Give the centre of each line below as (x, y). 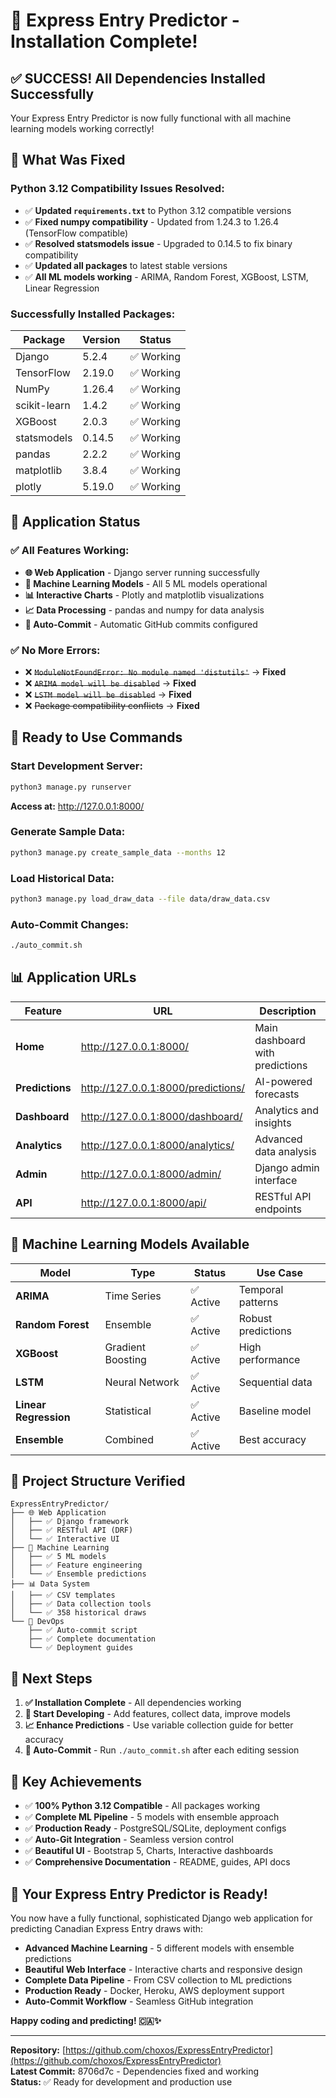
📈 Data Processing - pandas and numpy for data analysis (144, 610)
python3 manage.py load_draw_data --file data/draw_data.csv (140, 899)
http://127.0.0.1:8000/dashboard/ (161, 1116)
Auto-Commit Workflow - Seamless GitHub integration (139, 2001)
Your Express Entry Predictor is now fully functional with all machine (151, 118)
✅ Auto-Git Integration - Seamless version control (129, 1840)
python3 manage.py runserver (71, 787)
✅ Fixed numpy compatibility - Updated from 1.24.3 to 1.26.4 (151, 221)
